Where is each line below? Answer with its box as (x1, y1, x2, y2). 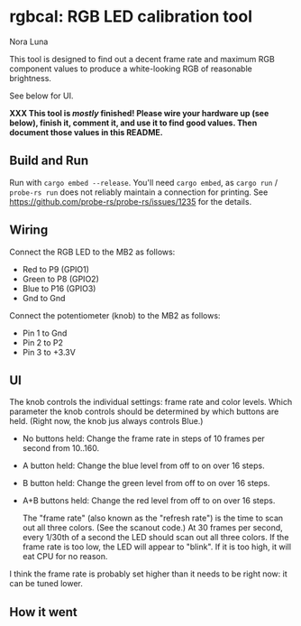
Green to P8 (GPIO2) (22, 273, 99, 284)
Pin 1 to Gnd (22, 327, 68, 338)
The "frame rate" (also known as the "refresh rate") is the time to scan (22, 512, 284, 524)
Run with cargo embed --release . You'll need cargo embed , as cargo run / (9, 177, 278, 188)
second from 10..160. (22, 443, 100, 454)
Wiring (9, 223, 49, 238)
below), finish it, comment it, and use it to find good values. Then (9, 117, 258, 128)
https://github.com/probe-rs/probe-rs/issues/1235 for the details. (9, 196, 252, 207)
